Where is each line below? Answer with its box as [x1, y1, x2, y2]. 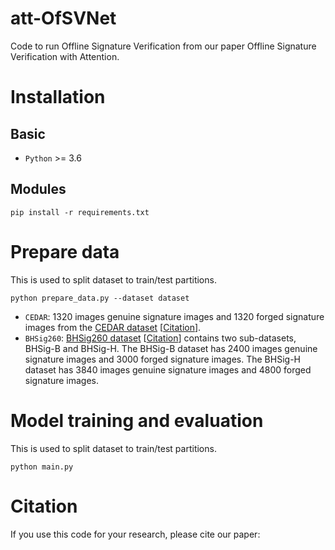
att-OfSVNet [10, 7, 117, 30]
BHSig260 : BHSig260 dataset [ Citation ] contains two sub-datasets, [24, 332, 297, 344]
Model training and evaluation [10, 409, 264, 432]
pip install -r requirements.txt [10, 207, 150, 217]
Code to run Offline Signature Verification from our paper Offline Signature [10, 40, 317, 52]
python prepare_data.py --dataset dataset [10, 293, 190, 303]
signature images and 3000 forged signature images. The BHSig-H [24, 353, 301, 365]
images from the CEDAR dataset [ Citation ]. [24, 321, 202, 333]
